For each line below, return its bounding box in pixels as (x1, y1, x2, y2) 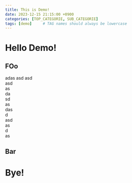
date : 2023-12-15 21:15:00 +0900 (5, 12, 74, 17)
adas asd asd (5, 75, 33, 81)
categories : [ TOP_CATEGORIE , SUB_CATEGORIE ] (5, 16, 98, 21)
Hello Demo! (5, 43, 57, 53)
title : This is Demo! (5, 7, 50, 12)
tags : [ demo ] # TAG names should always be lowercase (5, 21, 127, 26)
